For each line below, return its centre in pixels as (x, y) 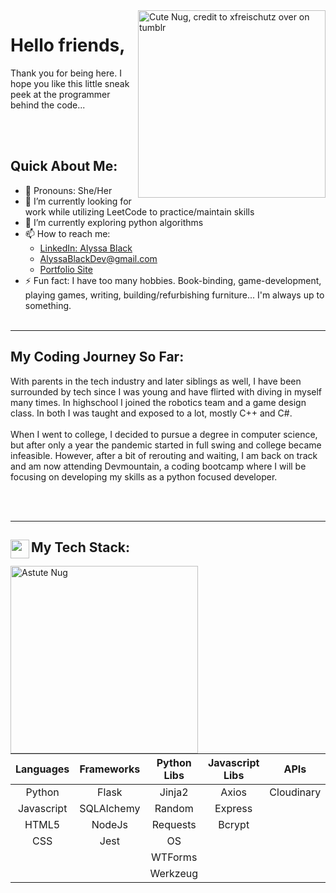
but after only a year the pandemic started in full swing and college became (166, 445)
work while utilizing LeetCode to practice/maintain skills (139, 211)
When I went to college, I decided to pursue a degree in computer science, (164, 434)
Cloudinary (295, 792)
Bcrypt (234, 825)
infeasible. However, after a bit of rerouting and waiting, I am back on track (164, 455)
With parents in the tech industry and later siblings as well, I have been (156, 381)
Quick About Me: (64, 166)
